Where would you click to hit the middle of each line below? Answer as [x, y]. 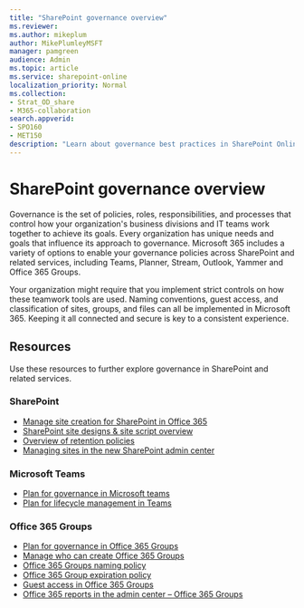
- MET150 [26, 136]
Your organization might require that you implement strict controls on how [147, 289]
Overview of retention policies [79, 440]
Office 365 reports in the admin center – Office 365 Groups [133, 594]
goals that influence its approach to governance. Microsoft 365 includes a [147, 243]
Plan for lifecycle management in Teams [97, 503]
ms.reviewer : [34, 26]
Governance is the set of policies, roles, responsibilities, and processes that [150, 214]
